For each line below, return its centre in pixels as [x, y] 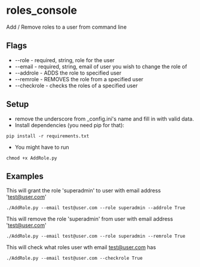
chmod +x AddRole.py [32, 158]
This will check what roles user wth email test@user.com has [81, 247]
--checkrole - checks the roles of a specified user [76, 85]
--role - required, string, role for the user [65, 60]
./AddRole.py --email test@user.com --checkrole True [75, 258]
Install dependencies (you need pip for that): [69, 125]
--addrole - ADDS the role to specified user [68, 73]
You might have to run [42, 147]
